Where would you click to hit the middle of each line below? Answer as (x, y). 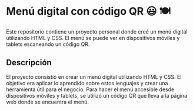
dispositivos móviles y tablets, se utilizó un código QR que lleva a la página (96, 95)
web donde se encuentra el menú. (48, 102)
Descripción (29, 63)
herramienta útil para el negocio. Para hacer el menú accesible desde (90, 89)
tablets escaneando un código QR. (48, 44)
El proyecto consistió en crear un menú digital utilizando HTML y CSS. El (94, 76)
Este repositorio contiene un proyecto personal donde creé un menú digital (97, 31)
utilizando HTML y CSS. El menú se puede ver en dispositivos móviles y (93, 38)
